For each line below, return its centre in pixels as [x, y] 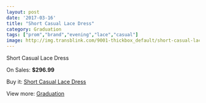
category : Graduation [34, 29]
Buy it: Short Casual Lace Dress [46, 82]
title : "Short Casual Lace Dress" [51, 23]
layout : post [23, 12]
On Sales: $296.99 [31, 70]
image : [15, 40]
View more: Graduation [36, 93]
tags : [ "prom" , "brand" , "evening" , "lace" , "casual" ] [72, 35]
